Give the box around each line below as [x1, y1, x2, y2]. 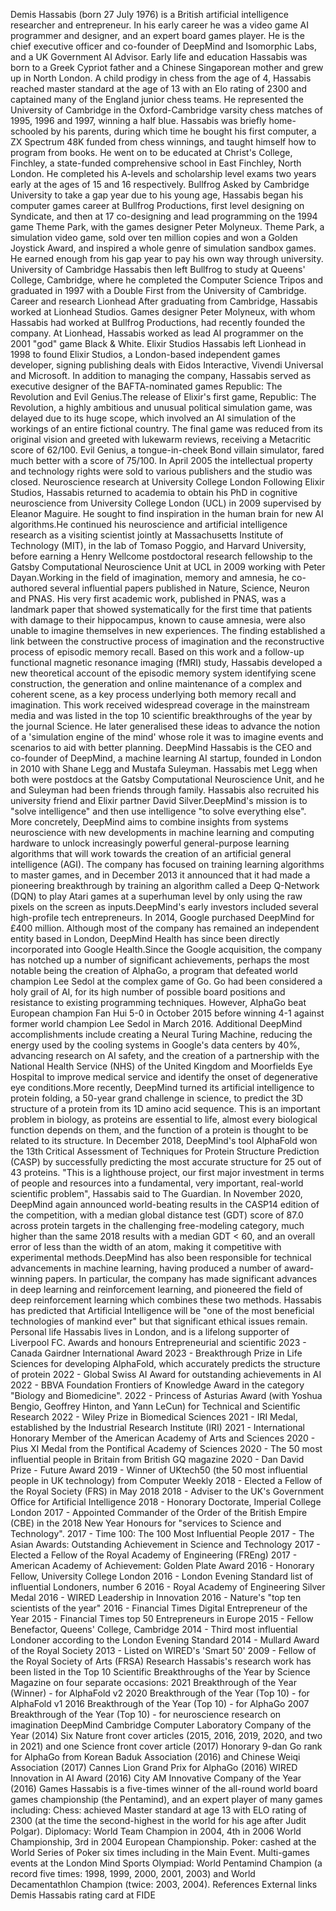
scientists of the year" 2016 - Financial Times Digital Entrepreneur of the [10, 1602, 308, 1614]
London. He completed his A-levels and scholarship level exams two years [10, 168, 317, 179]
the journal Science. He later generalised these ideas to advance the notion [10, 720, 321, 732]
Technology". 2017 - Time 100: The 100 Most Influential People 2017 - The [10, 1528, 315, 1539]
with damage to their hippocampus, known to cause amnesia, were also [10, 614, 306, 626]
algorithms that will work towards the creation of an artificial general [10, 848, 292, 859]
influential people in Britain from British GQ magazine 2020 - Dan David [10, 1454, 305, 1465]
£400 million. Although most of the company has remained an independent [10, 922, 320, 934]
